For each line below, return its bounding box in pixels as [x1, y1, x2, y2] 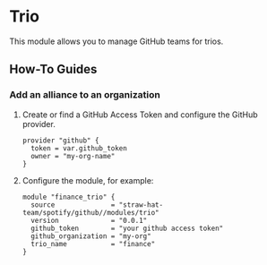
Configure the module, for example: [22, 175, 154, 185]
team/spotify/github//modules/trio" [22, 208, 159, 217]
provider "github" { [22, 136, 99, 145]
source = [30, 200, 116, 209]
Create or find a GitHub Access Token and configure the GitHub [22, 109, 258, 120]
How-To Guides [9, 62, 98, 77]
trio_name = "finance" [30, 239, 156, 248]
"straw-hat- [118, 200, 164, 209]
